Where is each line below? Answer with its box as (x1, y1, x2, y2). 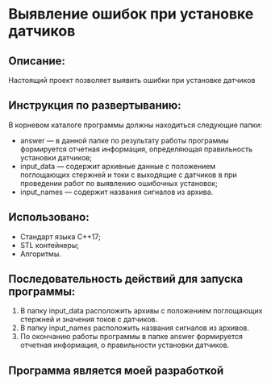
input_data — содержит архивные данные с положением (19, 161, 216, 171)
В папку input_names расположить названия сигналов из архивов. (19, 323, 250, 333)
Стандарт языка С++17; (19, 231, 101, 242)
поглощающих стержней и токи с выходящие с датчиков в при (19, 170, 238, 180)
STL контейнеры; (19, 240, 79, 250)
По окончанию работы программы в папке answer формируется (19, 332, 244, 342)
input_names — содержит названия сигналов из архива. (19, 187, 214, 197)
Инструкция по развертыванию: (8, 98, 181, 113)
